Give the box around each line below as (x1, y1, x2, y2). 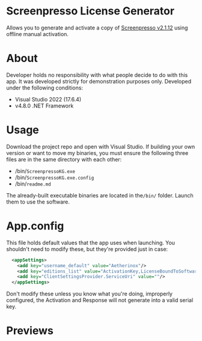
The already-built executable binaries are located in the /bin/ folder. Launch (6, 192, 194, 199)
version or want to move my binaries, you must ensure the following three (6, 149, 189, 157)
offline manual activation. (6, 30, 69, 37)
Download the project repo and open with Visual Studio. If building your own (6, 143, 195, 150)
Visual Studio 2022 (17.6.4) (14, 95, 82, 103)
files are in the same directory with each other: (6, 155, 122, 163)
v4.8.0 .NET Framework (14, 102, 74, 109)
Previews (6, 324, 54, 337)
